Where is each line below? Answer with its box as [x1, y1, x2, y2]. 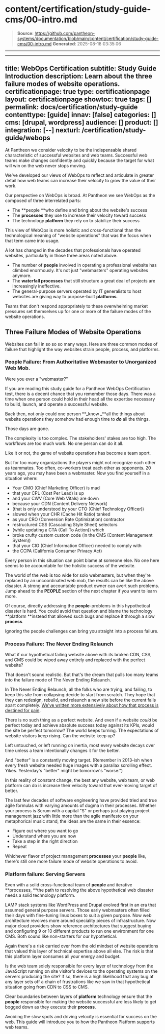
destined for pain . [5, 708, 41, 714]
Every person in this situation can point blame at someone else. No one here [5, 557, 160, 563]
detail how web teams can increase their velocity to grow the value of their [5, 177, 156, 183]
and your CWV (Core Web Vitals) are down [12, 495, 99, 501]
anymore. [12, 273, 32, 278]
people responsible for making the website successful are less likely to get [5, 999, 157, 1005]
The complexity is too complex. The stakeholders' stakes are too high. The [5, 435, 156, 441]
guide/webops [5, 134, 51, 142]
